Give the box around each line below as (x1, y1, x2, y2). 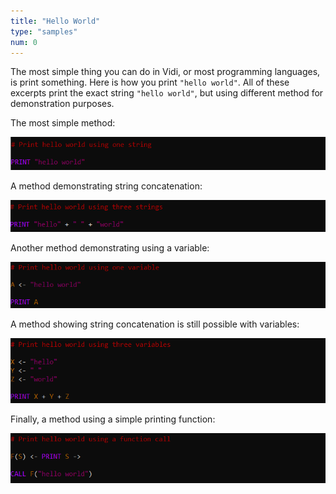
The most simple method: (10, 117, 116, 129)
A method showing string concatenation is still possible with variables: (10, 318, 300, 330)
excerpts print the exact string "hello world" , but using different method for (10, 87, 324, 99)
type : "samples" (10, 26, 78, 37)
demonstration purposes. (10, 98, 115, 110)
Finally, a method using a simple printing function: (10, 413, 216, 425)
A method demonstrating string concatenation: (10, 180, 203, 192)
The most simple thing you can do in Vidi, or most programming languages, (10, 66, 321, 78)
